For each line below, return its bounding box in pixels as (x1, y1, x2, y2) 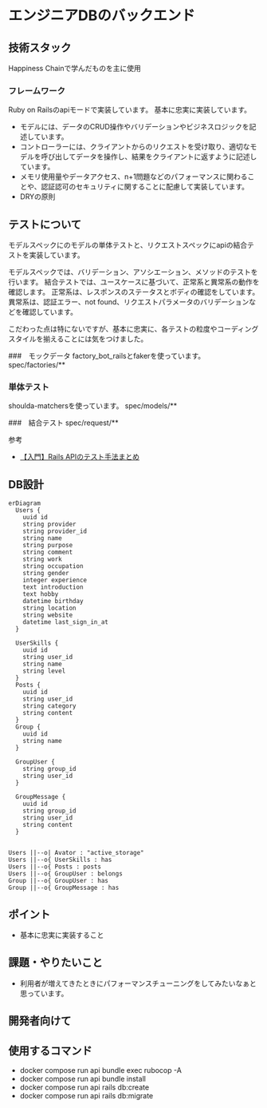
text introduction (22, 583, 84, 591)
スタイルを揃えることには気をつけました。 (8, 334, 148, 344)
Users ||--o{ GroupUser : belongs (8, 870, 124, 878)
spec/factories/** (8, 360, 66, 370)
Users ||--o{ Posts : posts (8, 863, 102, 871)
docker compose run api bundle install (19, 1074, 146, 1084)
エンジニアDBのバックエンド (8, 6, 195, 25)
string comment (22, 548, 73, 557)
